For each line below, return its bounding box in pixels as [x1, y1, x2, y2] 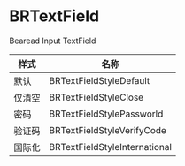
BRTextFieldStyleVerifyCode [49, 124, 166, 136]
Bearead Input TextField [9, 35, 96, 46]
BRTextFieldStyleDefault [49, 74, 150, 87]
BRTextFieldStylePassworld [49, 108, 164, 120]
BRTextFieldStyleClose [49, 91, 144, 103]
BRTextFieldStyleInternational [49, 140, 173, 153]
